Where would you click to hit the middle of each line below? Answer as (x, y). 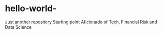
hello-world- (31, 8)
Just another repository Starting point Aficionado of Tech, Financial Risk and (81, 22)
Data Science (18, 27)
